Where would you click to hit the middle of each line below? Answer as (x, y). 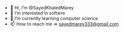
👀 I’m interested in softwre (37, 13)
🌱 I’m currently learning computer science (54, 18)
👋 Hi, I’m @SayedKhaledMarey (42, 8)
